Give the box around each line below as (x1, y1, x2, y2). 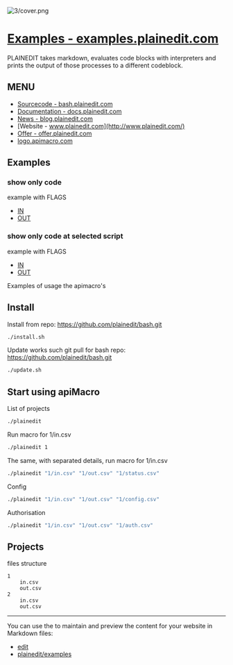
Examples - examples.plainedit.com (7, 31, 219, 47)
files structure (7, 559, 47, 568)
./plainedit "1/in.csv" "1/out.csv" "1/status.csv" (7, 469, 159, 477)
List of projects (7, 405, 51, 413)
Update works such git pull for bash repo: (7, 346, 126, 354)
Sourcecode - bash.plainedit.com (17, 99, 113, 108)
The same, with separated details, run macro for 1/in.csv (7, 456, 168, 464)
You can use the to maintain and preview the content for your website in (7, 622, 213, 630)
